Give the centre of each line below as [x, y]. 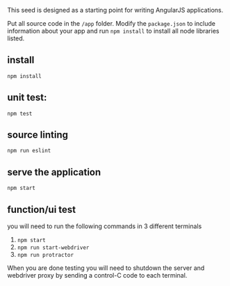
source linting [38, 135]
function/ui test [42, 209]
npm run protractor [46, 255]
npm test [20, 113]
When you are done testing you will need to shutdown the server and [106, 268]
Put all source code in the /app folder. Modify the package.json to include [112, 23]
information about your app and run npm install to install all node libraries [113, 31]
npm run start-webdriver [53, 248]
